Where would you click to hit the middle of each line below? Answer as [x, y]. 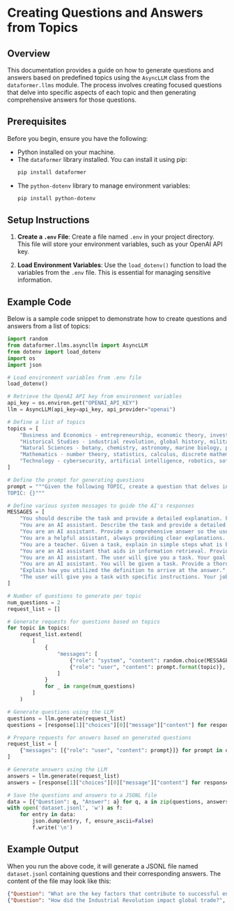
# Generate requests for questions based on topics [84, 622]
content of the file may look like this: [59, 881]
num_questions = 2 [34, 602]
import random [28, 339]
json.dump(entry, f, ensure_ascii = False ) [93, 821]
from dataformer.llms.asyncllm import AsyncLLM [78, 346]
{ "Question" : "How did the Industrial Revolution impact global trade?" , [117, 900]
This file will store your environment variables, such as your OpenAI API [120, 244]
